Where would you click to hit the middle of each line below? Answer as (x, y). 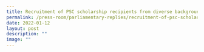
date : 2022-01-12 (28, 23)
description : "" (27, 34)
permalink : (20, 17)
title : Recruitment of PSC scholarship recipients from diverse (89, 12)
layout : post (23, 28)
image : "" (19, 39)
